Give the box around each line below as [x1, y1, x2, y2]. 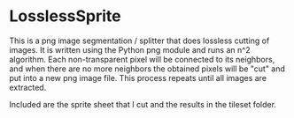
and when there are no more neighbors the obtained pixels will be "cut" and [9, 63, 286, 74]
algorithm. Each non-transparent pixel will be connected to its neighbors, [9, 54, 275, 64]
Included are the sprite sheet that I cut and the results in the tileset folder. [9, 99, 277, 109]
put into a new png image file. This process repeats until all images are [9, 72, 267, 83]
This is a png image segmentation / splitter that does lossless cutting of [9, 35, 270, 46]
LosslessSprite [9, 6, 121, 26]
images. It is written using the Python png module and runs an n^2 [9, 44, 251, 55]
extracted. [9, 82, 47, 92]
